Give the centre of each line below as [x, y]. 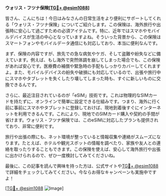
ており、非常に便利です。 [31, 126]
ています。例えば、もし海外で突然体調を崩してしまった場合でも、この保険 [85, 60]
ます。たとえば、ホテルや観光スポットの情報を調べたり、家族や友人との [83, 143]
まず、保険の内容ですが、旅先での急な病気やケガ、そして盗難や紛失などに [81, 54]
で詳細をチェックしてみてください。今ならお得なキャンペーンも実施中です [81, 172]
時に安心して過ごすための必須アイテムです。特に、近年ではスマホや [78, 31]
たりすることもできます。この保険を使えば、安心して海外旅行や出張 [91, 149]
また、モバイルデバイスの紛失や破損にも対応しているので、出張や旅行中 [87, 72]
